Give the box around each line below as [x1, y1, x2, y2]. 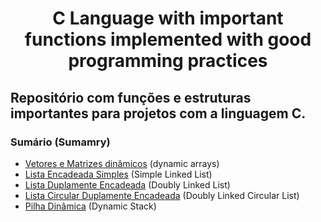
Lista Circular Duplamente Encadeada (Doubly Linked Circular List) [24, 189, 300, 201]
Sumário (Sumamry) [10, 135, 111, 149]
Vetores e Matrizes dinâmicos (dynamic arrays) [24, 157, 220, 169]
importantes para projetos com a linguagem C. [10, 105, 307, 122]
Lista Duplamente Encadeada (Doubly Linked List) [24, 178, 231, 191]
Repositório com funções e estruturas [10, 89, 252, 106]
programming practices [68, 50, 268, 72]
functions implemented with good [24, 28, 312, 51]
